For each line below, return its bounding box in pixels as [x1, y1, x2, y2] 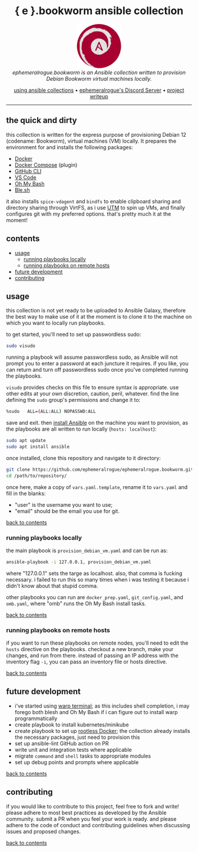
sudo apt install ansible [6, 444, 70, 450]
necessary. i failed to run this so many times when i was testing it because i [6, 576, 189, 583]
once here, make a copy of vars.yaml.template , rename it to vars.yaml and [6, 483, 188, 490]
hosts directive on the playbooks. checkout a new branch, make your [6, 646, 174, 653]
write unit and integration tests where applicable [14, 746, 132, 753]
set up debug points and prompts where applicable [14, 758, 139, 765]
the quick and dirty [6, 115, 77, 126]
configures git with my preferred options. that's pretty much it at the [6, 210, 171, 217]
